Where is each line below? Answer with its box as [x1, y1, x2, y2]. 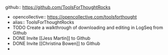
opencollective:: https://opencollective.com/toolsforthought [12, 14, 137, 19]
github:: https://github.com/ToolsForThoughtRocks [5, 4, 111, 10]
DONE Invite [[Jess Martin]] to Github [12, 35, 91, 41]
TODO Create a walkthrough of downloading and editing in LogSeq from [12, 24, 163, 30]
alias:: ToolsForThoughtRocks [12, 19, 74, 25]
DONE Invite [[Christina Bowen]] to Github [12, 40, 100, 46]
